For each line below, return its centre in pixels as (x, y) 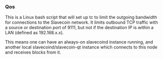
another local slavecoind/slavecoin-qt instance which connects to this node (81, 47)
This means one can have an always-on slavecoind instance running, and (79, 42)
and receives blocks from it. (33, 52)
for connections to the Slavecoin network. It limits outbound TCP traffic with (81, 22)
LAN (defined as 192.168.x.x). (35, 33)
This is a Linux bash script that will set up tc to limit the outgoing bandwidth (81, 17)
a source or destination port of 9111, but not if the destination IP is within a (79, 28)
